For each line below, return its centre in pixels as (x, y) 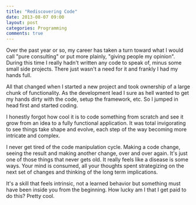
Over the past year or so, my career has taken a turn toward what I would (95, 50)
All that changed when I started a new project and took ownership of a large (98, 87)
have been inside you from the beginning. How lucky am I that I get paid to (96, 190)
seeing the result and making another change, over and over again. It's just (97, 153)
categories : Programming (36, 28)
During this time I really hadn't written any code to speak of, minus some (94, 63)
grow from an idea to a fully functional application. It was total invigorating (96, 123)
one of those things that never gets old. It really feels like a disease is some (97, 160)
